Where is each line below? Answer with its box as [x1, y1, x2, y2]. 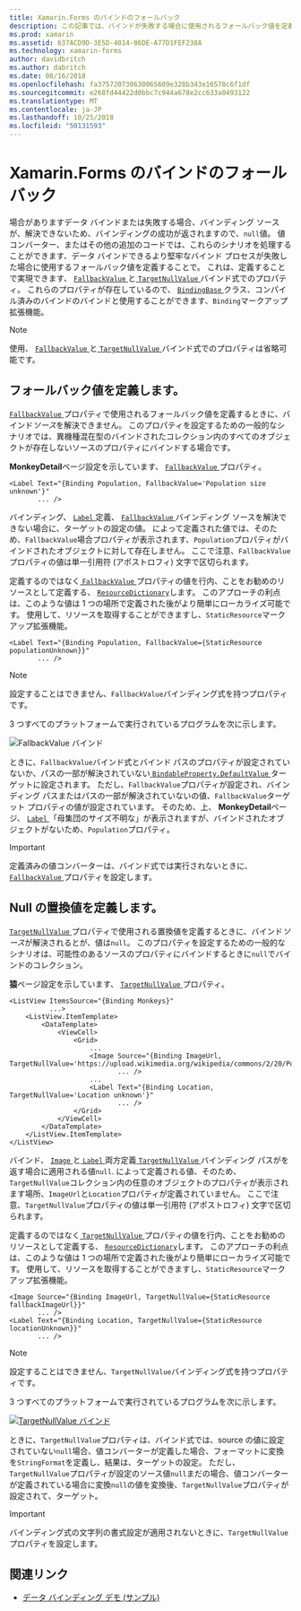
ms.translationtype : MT [9, 96, 99, 106]
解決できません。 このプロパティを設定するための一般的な [64, 419, 278, 431]
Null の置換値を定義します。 [9, 901, 164, 916]
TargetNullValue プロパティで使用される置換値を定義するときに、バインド [9, 926, 284, 936]
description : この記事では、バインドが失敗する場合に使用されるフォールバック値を [9, 22, 282, 30]
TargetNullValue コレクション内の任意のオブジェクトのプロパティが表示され [9, 1177, 289, 1188]
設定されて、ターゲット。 [9, 1490, 103, 1501]
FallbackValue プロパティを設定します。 [9, 871, 157, 882]
